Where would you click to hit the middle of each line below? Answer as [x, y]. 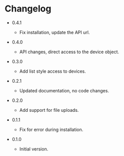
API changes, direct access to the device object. [69, 52]
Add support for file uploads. [49, 110]
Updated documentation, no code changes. [64, 90]
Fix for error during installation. [51, 129]
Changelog [28, 9]
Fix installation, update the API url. [54, 32]
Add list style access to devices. [52, 71]
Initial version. [34, 149]
